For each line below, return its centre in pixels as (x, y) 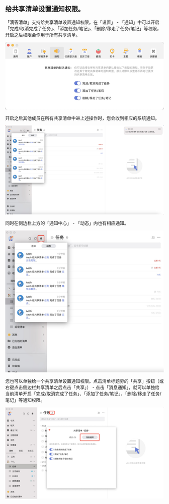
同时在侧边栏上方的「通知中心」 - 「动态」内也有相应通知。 (67, 223)
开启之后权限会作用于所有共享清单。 (43, 35)
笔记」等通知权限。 (25, 400)
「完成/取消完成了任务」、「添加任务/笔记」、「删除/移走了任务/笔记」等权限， (83, 28)
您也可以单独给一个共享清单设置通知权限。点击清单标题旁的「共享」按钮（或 (84, 381)
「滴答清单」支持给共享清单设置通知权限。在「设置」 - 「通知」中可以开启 (82, 22)
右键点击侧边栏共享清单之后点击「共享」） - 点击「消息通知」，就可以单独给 (82, 387)
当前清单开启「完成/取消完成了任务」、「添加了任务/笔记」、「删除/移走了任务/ (83, 394)
